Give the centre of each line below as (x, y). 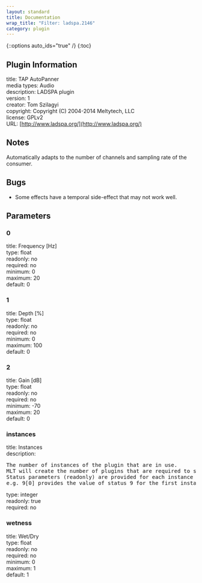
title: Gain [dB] (24, 380)
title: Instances (24, 447)
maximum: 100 (24, 345)
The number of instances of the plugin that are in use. (92, 465)
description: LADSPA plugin (40, 92)
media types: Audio (30, 85)
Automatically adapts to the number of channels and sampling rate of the (97, 157)
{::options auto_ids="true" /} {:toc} (49, 46)
